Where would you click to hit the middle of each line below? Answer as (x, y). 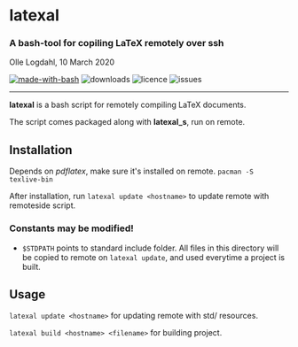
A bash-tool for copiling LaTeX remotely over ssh (117, 43)
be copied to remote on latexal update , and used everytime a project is (153, 257)
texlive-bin (31, 180)
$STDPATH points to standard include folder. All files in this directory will (150, 248)
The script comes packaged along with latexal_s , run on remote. (127, 122)
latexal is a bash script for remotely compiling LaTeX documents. (128, 105)
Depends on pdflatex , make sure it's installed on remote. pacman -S (132, 171)
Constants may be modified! (72, 228)
